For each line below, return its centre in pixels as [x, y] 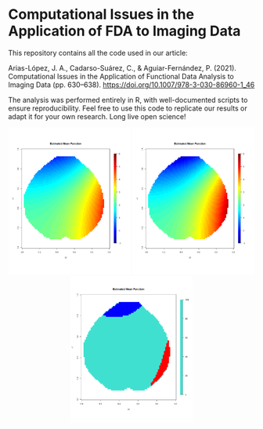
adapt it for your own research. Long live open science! [97, 116]
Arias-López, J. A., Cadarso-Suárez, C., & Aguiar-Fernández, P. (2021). [122, 67]
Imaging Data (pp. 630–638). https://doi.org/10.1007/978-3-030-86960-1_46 [131, 85]
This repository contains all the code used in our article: [98, 53]
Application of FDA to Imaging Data [124, 31]
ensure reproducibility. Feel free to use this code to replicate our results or [128, 108]
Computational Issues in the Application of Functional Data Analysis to [121, 76]
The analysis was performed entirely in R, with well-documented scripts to [128, 100]
